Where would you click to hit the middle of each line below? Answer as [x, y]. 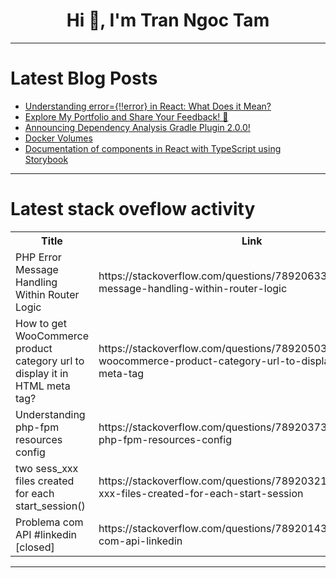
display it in [42, 373]
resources [39, 439]
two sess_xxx [47, 468]
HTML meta [43, 386]
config [30, 452]
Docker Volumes [58, 138]
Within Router [47, 294]
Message [37, 269]
